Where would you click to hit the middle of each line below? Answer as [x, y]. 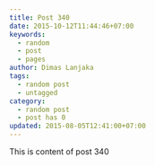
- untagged [38, 92]
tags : [19, 76]
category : [28, 101]
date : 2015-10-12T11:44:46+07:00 [72, 26]
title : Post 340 [39, 17]
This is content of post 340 [59, 152]
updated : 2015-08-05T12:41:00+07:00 [77, 127]
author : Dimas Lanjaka [52, 68]
